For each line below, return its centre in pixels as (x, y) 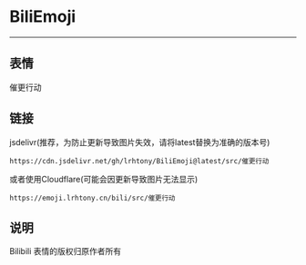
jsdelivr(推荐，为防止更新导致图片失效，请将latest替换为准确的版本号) (140, 142)
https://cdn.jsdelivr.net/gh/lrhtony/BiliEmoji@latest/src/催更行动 (139, 161)
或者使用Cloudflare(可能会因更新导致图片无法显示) (104, 179)
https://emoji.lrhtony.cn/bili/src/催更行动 (92, 198)
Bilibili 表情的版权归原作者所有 (66, 251)
